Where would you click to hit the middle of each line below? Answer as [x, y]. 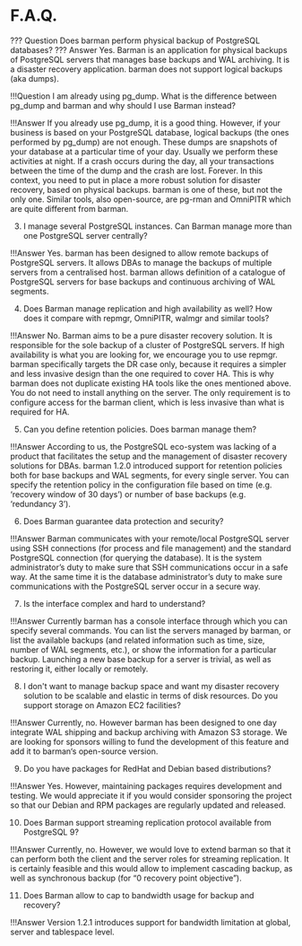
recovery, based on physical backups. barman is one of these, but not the [147, 189]
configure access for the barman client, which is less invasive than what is [147, 402]
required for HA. [40, 412]
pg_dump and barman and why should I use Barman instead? [123, 105]
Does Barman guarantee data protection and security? [123, 521]
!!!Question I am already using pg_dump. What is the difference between [143, 96]
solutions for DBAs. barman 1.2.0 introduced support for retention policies [147, 465]
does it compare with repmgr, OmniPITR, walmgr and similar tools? [146, 318]
